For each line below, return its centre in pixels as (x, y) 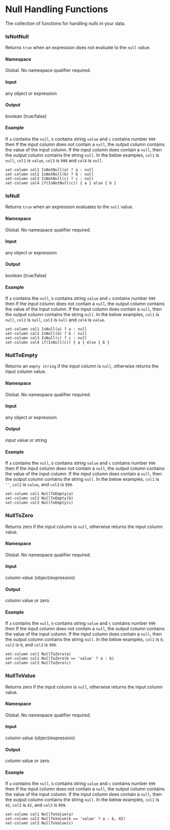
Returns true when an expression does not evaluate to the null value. (78, 48)
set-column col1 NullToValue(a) (39, 814)
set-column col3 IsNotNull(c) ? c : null (50, 179)
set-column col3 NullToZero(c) (38, 663)
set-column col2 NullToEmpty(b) (39, 498)
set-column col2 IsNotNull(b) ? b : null (50, 174)
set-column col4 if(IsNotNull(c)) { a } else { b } (61, 183)
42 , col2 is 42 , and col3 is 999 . (36, 805)
